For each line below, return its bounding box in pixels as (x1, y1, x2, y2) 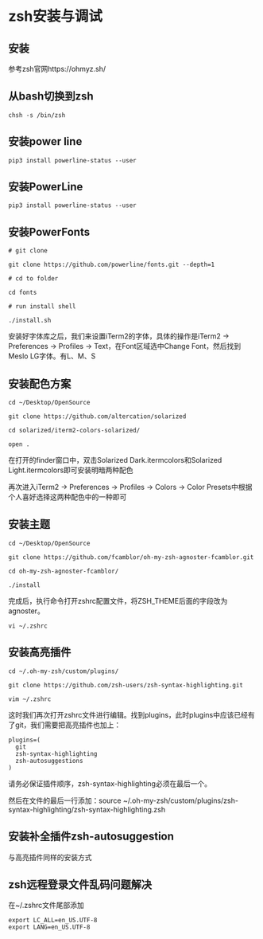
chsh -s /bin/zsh (8, 111, 66, 119)
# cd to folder (8, 275, 59, 283)
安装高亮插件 (8, 646, 72, 659)
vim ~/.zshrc (8, 694, 52, 703)
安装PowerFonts (8, 225, 90, 239)
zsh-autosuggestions (15, 757, 83, 765)
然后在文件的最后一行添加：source (8, 796, 122, 805)
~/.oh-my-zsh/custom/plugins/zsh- (122, 796, 238, 805)
